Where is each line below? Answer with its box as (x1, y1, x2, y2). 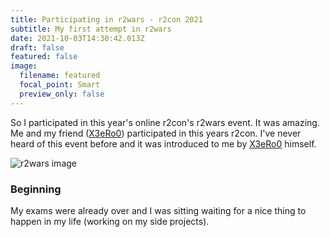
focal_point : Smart (19, 80, 101, 90)
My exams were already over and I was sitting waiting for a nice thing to (10, 204, 307, 216)
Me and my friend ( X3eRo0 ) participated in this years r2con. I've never (10, 127, 302, 139)
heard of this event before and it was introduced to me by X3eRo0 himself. (10, 137, 317, 150)
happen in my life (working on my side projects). (10, 215, 210, 227)
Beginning (10, 182, 62, 196)
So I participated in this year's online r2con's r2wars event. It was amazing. (10, 116, 320, 128)
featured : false (10, 52, 78, 62)
